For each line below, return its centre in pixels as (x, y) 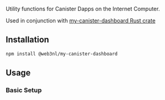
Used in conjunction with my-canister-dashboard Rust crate (81, 20)
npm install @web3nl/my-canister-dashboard (62, 54)
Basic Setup (24, 90)
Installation (27, 40)
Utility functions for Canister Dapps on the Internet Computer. (83, 9)
